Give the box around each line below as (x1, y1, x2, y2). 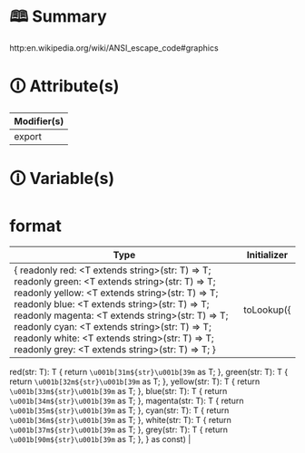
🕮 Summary (9, 6, 107, 27)
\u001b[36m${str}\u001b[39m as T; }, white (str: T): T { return (9, 415, 231, 425)
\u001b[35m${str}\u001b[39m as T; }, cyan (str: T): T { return (9, 405, 230, 416)
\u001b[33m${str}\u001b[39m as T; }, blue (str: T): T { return (9, 386, 228, 396)
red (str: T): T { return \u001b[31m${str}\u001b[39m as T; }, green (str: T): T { (9, 367, 289, 377)
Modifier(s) (14, 114, 64, 127)
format (9, 216, 62, 236)
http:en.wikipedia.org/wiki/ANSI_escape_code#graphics (9, 42, 220, 53)
